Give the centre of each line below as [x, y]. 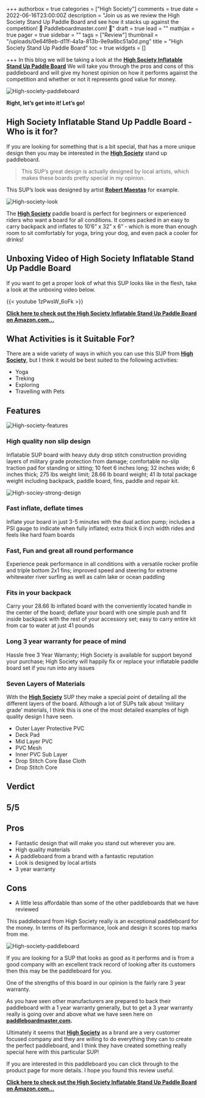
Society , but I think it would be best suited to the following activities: [92, 360]
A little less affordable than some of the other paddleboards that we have [107, 903]
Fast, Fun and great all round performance [70, 550]
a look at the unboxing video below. [51, 289]
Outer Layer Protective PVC [50, 728]
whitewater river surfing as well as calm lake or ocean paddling [86, 577]
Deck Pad [27, 735]
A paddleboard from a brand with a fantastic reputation [84, 856]
